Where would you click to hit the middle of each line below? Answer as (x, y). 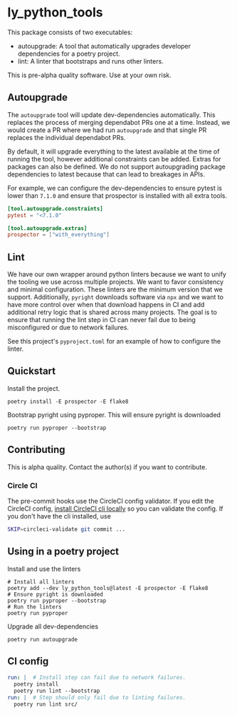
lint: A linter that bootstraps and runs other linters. (90, 61)
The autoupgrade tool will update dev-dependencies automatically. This (111, 114)
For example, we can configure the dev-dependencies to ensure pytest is (115, 188)
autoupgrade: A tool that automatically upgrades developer (104, 46)
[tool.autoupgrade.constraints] (55, 209)
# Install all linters (41, 582)
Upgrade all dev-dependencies (53, 626)
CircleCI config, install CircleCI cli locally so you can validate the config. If (115, 509)
